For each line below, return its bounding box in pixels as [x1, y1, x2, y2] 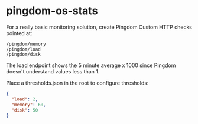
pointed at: [6, 29, 33, 36]
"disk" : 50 [11, 107, 38, 113]
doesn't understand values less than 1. [6, 68, 100, 75]
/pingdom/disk [6, 51, 41, 57]
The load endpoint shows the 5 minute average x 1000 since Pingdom [6, 62, 176, 69]
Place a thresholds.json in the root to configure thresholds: [6, 79, 149, 86]
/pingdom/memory [6, 41, 46, 47]
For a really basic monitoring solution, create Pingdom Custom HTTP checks [6, 24, 192, 31]
